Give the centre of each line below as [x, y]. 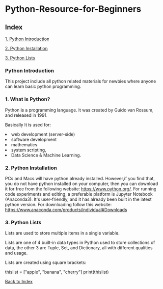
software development [34, 139]
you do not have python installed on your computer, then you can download [81, 184]
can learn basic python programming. [43, 86]
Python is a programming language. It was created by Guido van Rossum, [79, 110]
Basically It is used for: [28, 125]
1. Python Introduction [27, 39]
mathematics [25, 144]
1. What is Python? [28, 99]
